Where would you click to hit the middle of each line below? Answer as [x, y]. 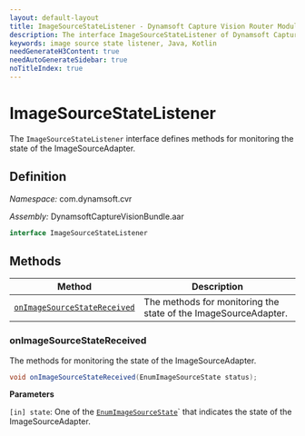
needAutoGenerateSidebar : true [69, 60]
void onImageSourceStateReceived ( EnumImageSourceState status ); [133, 377]
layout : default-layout [54, 18]
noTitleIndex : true [46, 69]
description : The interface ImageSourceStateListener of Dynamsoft [140, 35]
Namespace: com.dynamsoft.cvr [71, 198]
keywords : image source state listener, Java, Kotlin [113, 43]
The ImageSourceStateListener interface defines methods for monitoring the [152, 138]
